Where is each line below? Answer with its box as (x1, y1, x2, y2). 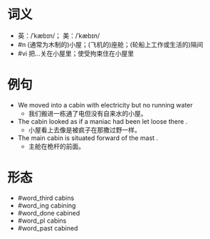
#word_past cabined (17, 223, 78, 232)
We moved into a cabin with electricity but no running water (17, 100, 194, 109)
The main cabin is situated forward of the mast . (17, 133, 159, 142)
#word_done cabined (17, 208, 80, 217)
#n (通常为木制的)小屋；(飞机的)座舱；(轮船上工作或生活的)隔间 (17, 40, 204, 48)
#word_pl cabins (17, 216, 67, 225)
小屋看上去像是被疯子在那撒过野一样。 (28, 125, 141, 134)
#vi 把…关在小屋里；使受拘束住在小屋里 (17, 49, 134, 58)
